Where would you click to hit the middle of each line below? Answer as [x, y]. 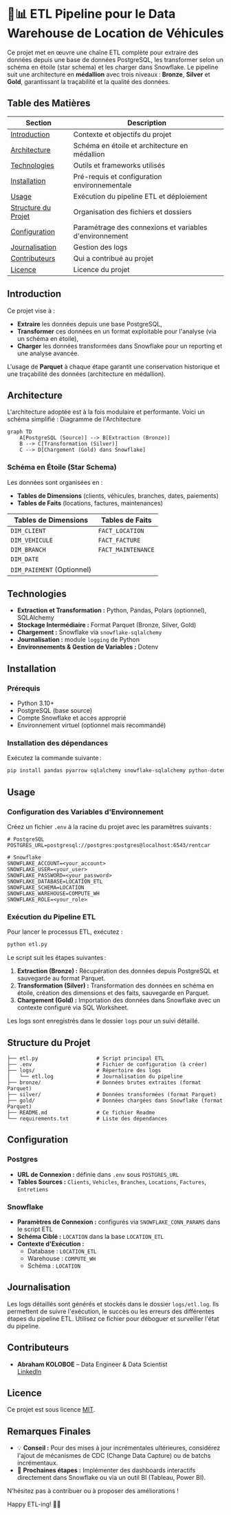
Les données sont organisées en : [55, 482]
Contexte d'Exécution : [51, 1244]
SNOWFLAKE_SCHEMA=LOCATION [46, 888]
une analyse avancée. [48, 353]
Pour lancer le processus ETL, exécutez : [65, 932]
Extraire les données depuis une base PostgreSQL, [90, 324]
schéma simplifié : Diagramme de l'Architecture [74, 419]
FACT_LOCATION [121, 531]
